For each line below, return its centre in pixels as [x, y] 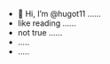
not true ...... [40, 32]
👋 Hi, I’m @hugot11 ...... [59, 14]
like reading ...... [47, 23]
